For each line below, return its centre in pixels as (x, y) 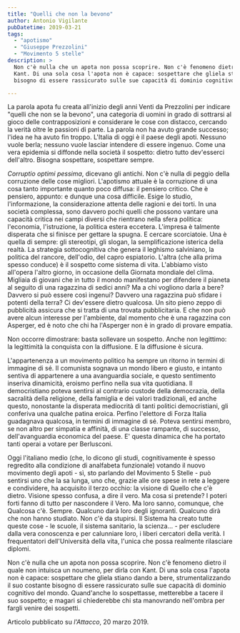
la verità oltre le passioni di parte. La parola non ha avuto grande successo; (118, 130)
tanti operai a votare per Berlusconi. (60, 444)
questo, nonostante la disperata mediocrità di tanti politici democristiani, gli (118, 406)
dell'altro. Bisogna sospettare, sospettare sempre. (81, 160)
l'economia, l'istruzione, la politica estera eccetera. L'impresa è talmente (114, 227)
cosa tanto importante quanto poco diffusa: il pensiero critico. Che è (108, 189)
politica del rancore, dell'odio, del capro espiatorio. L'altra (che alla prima (115, 257)
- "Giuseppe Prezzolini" (51, 47)
